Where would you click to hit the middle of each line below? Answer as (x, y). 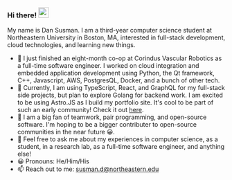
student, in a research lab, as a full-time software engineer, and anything (121, 147)
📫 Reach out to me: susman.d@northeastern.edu (88, 169)
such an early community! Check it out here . (80, 110)
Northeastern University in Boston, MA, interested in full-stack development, (116, 37)
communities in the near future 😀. (66, 132)
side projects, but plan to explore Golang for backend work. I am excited (120, 95)
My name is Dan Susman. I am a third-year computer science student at (110, 30)
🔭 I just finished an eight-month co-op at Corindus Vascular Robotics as (119, 58)
